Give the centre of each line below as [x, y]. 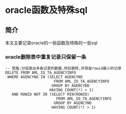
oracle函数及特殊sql [46, 10]
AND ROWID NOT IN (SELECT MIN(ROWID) [51, 95]
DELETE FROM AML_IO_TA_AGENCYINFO [41, 73]
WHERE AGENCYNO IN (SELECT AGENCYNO [45, 77]
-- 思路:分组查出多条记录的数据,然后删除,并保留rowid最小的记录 [63, 68]
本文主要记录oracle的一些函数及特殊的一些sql [51, 43]
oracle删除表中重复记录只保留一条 [46, 57]
